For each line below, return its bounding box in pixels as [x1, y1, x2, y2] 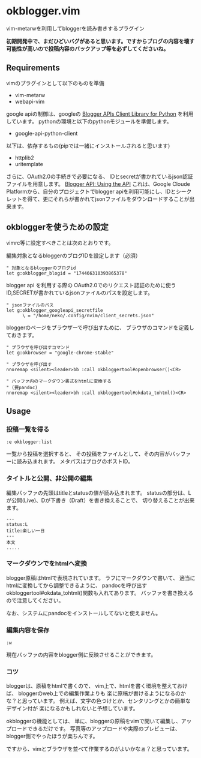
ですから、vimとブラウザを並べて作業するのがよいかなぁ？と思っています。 [6, 745, 193, 753]
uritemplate [14, 160, 44, 167]
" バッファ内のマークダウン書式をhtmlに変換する [6, 378, 112, 384]
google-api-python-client [14, 130, 78, 137]
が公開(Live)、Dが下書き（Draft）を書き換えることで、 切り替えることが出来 [6, 497, 195, 504]
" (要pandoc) [6, 384, 38, 390]
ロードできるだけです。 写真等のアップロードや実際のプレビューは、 [11, 725, 181, 732]
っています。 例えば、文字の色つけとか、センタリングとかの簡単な [26, 697, 191, 705]
